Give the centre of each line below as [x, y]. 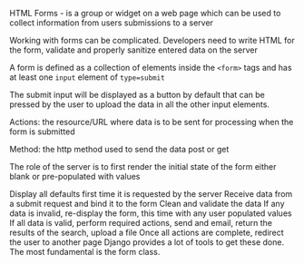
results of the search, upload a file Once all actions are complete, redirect [147, 232]
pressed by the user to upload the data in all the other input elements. [140, 104]
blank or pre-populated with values [75, 176]
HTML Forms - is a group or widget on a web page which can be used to [145, 13]
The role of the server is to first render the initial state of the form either [143, 166]
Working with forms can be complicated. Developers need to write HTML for [152, 40]
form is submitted [42, 132]
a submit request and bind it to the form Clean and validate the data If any [147, 204]
